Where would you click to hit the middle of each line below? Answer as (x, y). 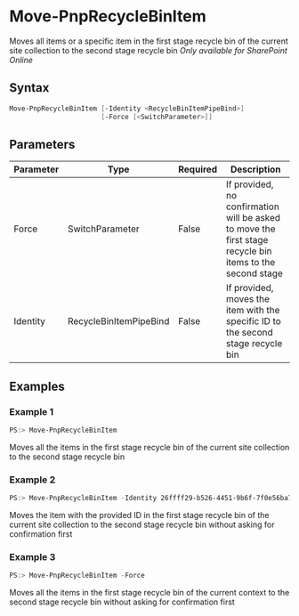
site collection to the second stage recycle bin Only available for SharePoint (148, 50)
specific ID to (254, 321)
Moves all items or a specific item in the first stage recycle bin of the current (149, 41)
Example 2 (32, 480)
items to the (251, 263)
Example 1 (32, 411)
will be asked (253, 218)
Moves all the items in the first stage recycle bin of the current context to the (149, 593)
